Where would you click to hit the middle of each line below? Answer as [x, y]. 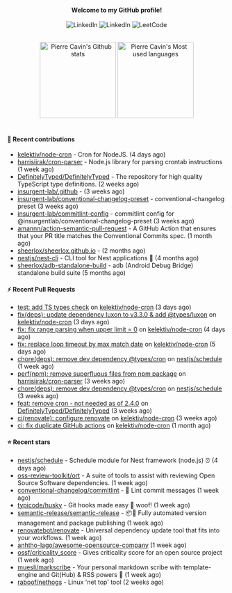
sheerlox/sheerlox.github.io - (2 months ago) [81, 251]
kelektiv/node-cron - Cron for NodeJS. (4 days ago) [91, 155]
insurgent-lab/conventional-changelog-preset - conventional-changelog [121, 199]
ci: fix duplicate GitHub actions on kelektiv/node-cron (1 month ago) [114, 426]
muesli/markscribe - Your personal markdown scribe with [99, 567]
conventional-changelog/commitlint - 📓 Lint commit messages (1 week [118, 490]
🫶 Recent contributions [41, 139]
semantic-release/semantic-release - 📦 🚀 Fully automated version [112, 513]
